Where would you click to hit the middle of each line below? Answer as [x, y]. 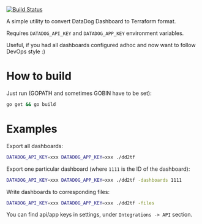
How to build [39, 76]
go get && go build [31, 104]
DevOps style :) [26, 51]
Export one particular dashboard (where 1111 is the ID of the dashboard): [98, 169]
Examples [32, 129]
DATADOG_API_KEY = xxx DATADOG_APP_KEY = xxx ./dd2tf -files [80, 203]
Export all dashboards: [35, 146]
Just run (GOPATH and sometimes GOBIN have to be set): [79, 93]
